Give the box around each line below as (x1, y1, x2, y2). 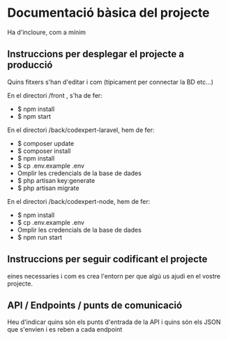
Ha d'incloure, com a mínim (7, 28, 86, 36)
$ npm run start (17, 232, 63, 242)
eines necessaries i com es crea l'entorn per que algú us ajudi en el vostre (7, 272, 221, 280)
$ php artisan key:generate (17, 176, 96, 184)
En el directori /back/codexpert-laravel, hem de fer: (7, 126, 155, 134)
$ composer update (17, 139, 75, 147)
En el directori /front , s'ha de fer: (7, 91, 102, 99)
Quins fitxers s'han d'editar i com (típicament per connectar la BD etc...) (7, 77, 214, 86)
